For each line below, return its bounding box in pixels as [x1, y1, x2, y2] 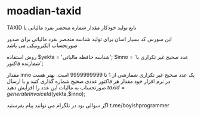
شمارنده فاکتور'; [7, 60, 44, 67]
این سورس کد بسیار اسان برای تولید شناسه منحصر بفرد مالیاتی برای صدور [7, 35, 172, 42]
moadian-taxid [7, 4, 82, 18]
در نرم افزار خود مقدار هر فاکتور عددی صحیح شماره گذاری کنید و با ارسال [7, 77, 171, 85]
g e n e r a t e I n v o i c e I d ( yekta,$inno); [7, 90, 86, 97]
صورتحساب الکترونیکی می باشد [7, 42, 78, 49]
